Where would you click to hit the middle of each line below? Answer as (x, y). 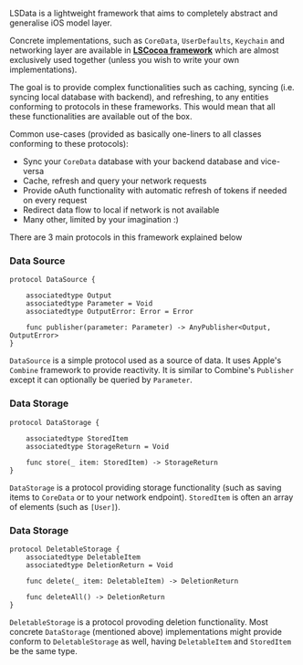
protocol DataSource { (52, 280)
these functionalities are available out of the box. (101, 116)
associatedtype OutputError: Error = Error (110, 312)
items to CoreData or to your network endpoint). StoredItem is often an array (151, 497)
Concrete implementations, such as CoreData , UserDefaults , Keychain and (147, 41)
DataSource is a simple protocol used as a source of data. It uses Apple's (146, 360)
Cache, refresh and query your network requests (115, 181)
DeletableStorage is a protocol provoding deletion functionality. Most (139, 622)
